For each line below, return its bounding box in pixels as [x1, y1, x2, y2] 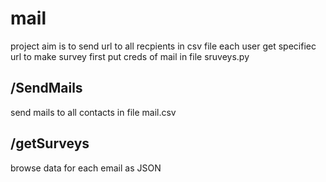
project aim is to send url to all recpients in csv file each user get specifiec [10, 40, 317, 52]
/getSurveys [10, 135, 90, 152]
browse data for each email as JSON [10, 162, 162, 174]
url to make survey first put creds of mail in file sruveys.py [10, 50, 250, 62]
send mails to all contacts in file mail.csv [10, 106, 177, 118]
